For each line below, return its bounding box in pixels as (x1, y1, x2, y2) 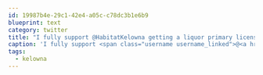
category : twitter (8, 26, 68, 34)
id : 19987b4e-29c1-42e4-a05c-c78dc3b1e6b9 (8, 11, 149, 20)
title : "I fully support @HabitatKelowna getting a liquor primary (8, 33, 233, 41)
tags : (8, 48, 26, 55)
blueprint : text (8, 19, 61, 27)
